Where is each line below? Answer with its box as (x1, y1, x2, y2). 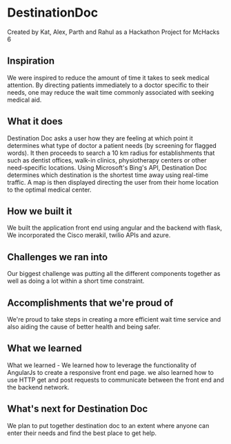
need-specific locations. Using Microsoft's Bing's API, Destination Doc (7, 163, 208, 172)
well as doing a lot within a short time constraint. (7, 277, 145, 285)
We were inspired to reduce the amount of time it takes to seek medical (7, 73, 210, 82)
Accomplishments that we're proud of (7, 297, 174, 308)
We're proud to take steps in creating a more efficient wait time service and (7, 315, 221, 323)
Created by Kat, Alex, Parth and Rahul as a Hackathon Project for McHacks (7, 28, 220, 36)
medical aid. (7, 95, 42, 104)
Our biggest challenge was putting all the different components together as (7, 270, 221, 278)
